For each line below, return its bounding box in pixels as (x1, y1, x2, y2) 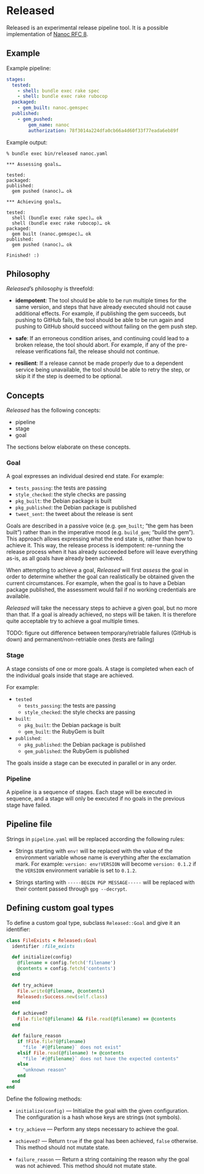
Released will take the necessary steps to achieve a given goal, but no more (6, 604, 197, 612)
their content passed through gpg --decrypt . (15, 885, 127, 892)
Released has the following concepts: (6, 406, 101, 414)
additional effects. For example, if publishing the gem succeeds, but (15, 310, 186, 317)
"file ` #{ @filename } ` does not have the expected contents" (22, 1055, 179, 1062)
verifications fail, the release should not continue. (35, 348, 160, 355)
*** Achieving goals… (6, 198, 62, 205)
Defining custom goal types (6, 903, 114, 913)
